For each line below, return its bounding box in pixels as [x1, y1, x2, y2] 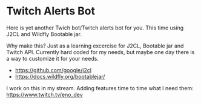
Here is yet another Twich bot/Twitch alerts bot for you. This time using [6, 24, 183, 31]
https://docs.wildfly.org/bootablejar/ [15, 73, 105, 80]
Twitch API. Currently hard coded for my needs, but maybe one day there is [6, 48, 195, 55]
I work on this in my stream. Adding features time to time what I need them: [6, 84, 194, 91]
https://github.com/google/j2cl [15, 66, 92, 73]
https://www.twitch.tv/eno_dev [6, 91, 83, 98]
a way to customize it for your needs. [6, 55, 99, 62]
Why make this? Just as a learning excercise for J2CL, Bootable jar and [6, 42, 184, 49]
